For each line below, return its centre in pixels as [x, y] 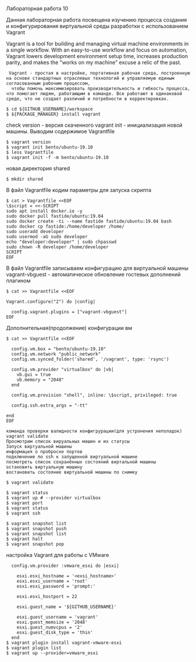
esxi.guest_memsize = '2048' [52, 622]
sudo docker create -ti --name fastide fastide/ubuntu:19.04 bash [89, 221]
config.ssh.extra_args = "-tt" [50, 406]
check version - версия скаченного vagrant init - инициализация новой [94, 125]
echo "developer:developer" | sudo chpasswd [61, 242]
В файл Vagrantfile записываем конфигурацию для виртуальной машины [97, 268]
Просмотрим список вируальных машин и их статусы [68, 441]
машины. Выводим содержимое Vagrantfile [60, 131]
